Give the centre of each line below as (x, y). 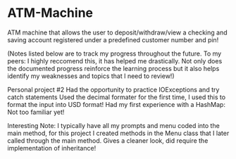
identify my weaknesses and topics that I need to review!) (91, 76)
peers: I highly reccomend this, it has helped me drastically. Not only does (115, 61)
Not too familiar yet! (36, 112)
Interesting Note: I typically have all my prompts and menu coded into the (113, 125)
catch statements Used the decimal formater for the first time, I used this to (117, 97)
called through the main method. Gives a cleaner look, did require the (108, 140)
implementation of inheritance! (52, 148)
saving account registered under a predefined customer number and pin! (113, 39)
